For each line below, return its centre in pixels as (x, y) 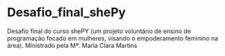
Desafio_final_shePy (67, 12)
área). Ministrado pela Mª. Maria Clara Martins (72, 45)
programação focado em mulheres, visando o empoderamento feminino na (113, 38)
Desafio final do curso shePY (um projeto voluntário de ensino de (99, 31)
